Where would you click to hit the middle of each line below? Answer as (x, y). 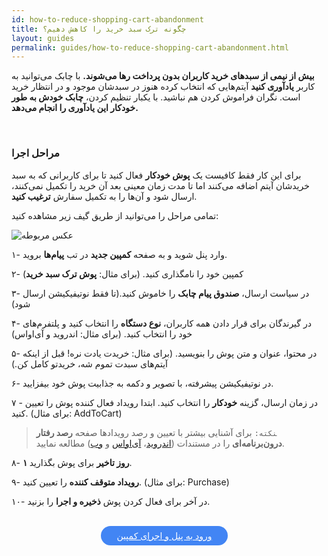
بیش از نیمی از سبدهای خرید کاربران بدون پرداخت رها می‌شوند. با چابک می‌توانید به (163, 76)
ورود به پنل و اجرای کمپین (164, 535)
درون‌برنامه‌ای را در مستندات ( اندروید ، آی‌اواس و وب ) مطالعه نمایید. (160, 443)
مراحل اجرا (35, 153)
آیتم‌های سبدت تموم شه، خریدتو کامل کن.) (89, 363)
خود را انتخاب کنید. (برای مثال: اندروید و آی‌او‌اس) (102, 333)
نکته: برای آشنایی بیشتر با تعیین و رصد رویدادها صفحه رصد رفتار (156, 432)
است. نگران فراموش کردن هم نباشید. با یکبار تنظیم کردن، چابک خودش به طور (156, 97)
